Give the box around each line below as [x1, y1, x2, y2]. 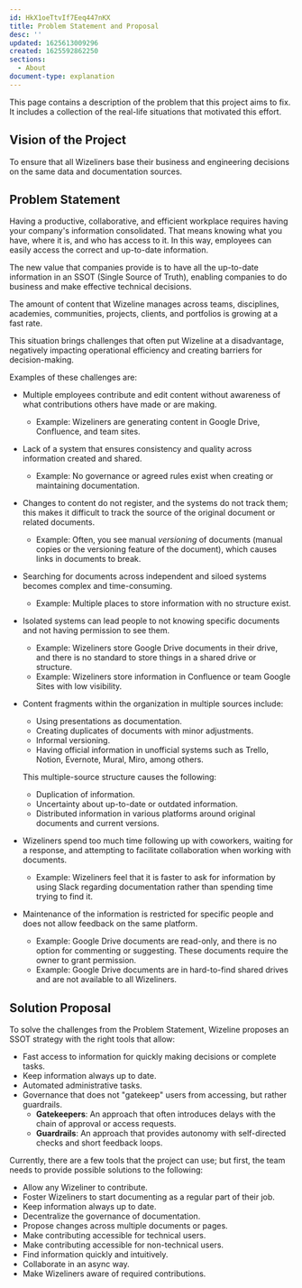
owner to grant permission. [35, 955, 137, 966]
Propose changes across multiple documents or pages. [22, 1220, 228, 1231]
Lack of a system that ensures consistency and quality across [22, 444, 252, 455]
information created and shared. [22, 453, 142, 465]
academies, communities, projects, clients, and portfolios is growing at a [9, 308, 278, 319]
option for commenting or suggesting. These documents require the [35, 945, 288, 956]
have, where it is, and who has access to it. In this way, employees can [9, 235, 272, 246]
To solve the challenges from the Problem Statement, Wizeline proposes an [9, 1025, 289, 1035]
